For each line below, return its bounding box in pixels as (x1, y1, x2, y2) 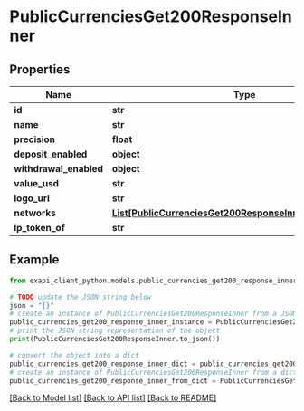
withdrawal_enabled (14, 163, 104, 175)
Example (9, 252, 60, 268)
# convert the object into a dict (9, 350, 140, 359)
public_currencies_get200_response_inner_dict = (9, 359, 196, 368)
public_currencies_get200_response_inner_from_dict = (9, 376, 217, 386)
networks (14, 206, 56, 219)
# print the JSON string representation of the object (9, 326, 221, 336)
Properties (9, 62, 71, 77)
